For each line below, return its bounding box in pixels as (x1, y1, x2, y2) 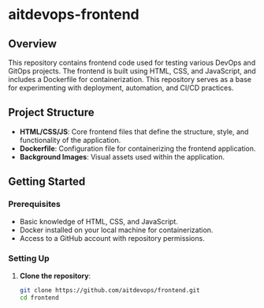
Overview (8, 37, 58, 51)
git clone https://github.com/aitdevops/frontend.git (19, 286, 200, 294)
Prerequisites (8, 199, 61, 210)
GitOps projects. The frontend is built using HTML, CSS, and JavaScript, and (8, 66, 256, 76)
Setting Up (8, 253, 50, 264)
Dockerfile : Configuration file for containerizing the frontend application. (19, 144, 256, 153)
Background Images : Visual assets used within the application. (19, 152, 225, 161)
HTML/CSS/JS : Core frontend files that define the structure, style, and (19, 126, 249, 136)
